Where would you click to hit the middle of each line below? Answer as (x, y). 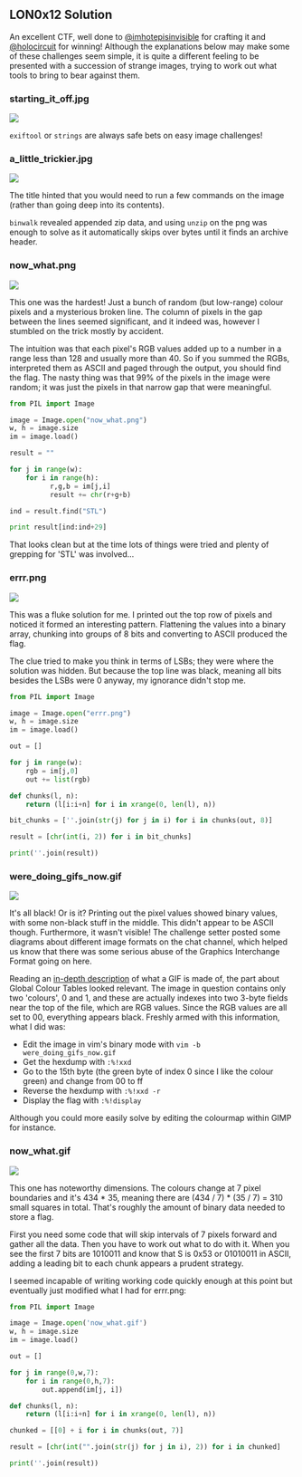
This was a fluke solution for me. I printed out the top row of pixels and (141, 614)
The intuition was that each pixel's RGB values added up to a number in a (146, 349)
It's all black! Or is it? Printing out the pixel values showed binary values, (144, 913)
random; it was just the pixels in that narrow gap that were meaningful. (141, 387)
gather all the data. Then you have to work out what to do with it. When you (150, 1243)
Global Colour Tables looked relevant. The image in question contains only (148, 988)
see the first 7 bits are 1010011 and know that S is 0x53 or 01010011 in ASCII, (151, 1253)
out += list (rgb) (58, 779)
